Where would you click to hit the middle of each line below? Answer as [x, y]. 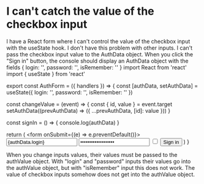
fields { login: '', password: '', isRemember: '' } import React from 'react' [96, 67]
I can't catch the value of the [80, 11]
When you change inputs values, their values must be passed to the [92, 155]
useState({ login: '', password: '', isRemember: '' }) [70, 92]
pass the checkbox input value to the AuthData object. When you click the [100, 54]
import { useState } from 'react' [46, 74]
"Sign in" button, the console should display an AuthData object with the [97, 61]
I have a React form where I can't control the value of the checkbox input [98, 41]
